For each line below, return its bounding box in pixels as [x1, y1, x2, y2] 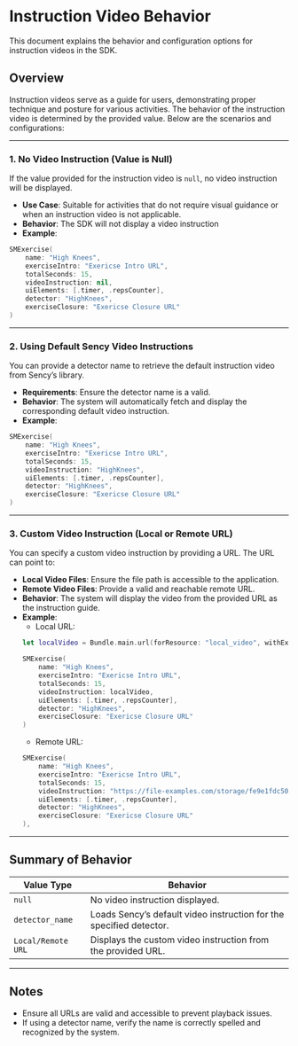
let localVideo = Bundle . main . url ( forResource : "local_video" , [21, 638, 262, 648]
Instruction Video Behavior [9, 6, 211, 27]
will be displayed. [9, 183, 73, 193]
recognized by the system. [21, 1026, 120, 1037]
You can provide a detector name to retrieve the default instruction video [9, 361, 275, 371]
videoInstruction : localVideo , [38, 687, 154, 697]
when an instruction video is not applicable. [21, 209, 182, 220]
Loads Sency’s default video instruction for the [90, 908, 285, 920]
